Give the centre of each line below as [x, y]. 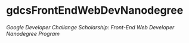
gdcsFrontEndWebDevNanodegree [95, 10]
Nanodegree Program [33, 33]
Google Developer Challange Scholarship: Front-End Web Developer [90, 27]
